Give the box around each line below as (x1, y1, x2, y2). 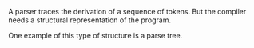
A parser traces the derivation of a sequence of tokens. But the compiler (8, 7, 247, 16)
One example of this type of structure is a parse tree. (8, 31, 183, 40)
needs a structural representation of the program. (8, 15, 172, 25)
